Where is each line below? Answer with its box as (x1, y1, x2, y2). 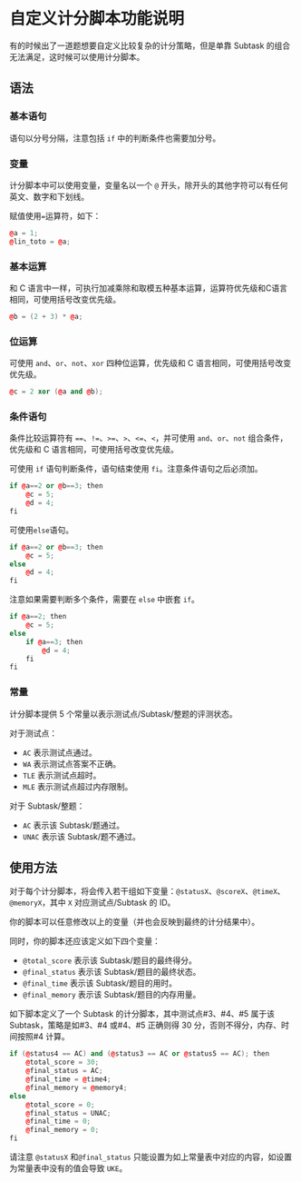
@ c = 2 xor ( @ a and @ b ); (9, 387, 103, 396)
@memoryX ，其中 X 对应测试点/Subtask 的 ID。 (9, 897, 176, 909)
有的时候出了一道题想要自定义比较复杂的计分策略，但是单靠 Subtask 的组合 (9, 40, 291, 51)
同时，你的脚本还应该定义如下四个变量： (9, 936, 160, 947)
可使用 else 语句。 (9, 524, 74, 535)
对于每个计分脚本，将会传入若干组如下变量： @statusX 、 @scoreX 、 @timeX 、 (9, 886, 286, 897)
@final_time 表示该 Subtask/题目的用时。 (22, 978, 177, 988)
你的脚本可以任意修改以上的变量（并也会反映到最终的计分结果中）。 (9, 917, 260, 928)
